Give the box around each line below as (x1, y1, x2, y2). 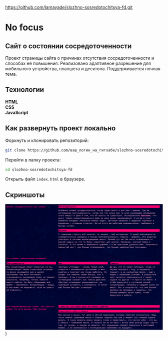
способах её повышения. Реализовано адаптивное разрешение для (5, 60, 151, 66)
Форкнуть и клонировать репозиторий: (5, 137, 89, 143)
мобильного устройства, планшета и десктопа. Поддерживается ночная (5, 66, 161, 72)
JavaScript (5, 109, 28, 115)
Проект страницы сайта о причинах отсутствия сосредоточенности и (5, 55, 154, 61)
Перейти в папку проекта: (5, 156, 61, 162)
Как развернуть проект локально (5, 124, 116, 132)
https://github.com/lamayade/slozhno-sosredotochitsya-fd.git (5, 5, 133, 10)
